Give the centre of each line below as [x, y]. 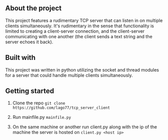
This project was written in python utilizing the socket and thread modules [82, 69]
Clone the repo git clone [39, 103]
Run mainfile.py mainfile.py [42, 117]
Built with [20, 58]
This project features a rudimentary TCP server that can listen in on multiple [84, 20]
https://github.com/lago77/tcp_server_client [61, 108]
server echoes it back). [29, 42]
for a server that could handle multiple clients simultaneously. [69, 75]
